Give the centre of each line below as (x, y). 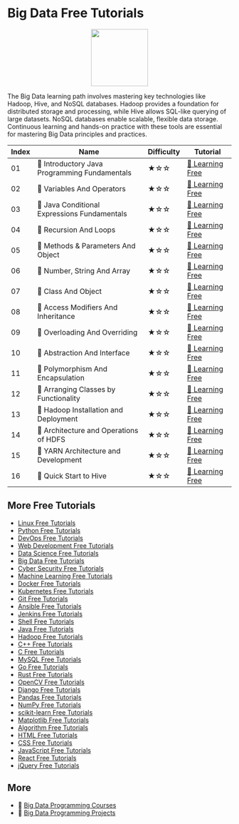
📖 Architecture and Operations (88, 430)
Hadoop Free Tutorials (50, 636)
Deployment (58, 419)
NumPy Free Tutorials (49, 705)
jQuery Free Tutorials (48, 765)
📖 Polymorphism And (73, 369)
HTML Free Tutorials (48, 735)
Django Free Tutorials (49, 689)
